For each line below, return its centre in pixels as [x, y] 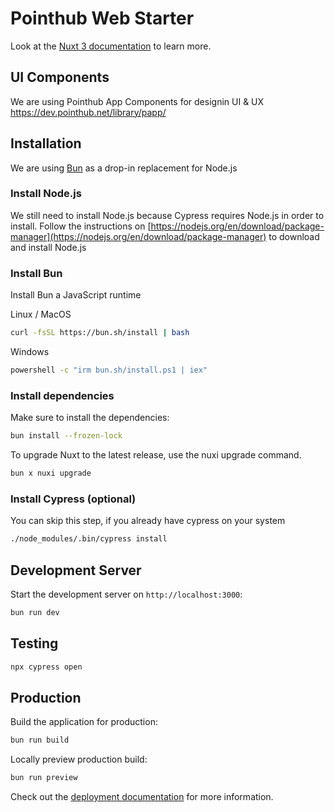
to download [294, 236]
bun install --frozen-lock [66, 436]
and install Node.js [48, 247]
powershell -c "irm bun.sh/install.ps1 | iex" [109, 370]
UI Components [60, 77]
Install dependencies [62, 395]
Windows [30, 352]
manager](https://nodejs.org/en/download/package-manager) [138, 236]
